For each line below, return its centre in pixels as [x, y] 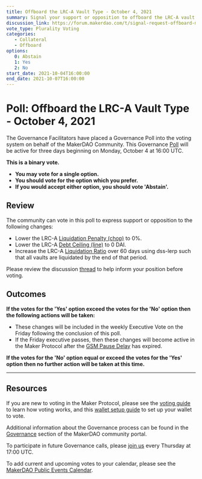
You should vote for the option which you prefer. [76, 180]
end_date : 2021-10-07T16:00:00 [45, 79]
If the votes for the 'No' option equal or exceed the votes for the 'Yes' [94, 358]
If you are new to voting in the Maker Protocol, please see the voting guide [98, 403]
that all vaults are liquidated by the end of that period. [81, 257]
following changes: [30, 227]
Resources [27, 389]
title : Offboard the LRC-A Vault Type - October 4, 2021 [79, 12]
